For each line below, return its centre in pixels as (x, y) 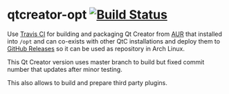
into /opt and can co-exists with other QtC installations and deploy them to (113, 41)
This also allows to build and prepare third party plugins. (88, 82)
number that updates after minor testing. (65, 69)
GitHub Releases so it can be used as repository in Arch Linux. (96, 48)
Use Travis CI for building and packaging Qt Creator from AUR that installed (115, 34)
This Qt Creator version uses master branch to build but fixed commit (106, 62)
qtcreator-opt (47, 15)
